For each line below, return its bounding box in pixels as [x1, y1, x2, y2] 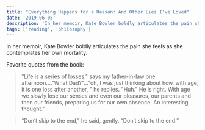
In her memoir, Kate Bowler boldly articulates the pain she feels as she [6, 43, 183, 50]
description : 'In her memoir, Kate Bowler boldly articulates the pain [6, 20, 192, 26]
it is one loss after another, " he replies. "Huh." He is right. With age [21, 86, 190, 93]
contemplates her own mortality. [6, 49, 88, 57]
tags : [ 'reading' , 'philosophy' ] [6, 26, 92, 32]
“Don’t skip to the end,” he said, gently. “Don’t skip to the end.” [21, 117, 179, 125]
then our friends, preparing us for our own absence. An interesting [21, 99, 189, 106]
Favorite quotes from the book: [6, 61, 84, 68]
